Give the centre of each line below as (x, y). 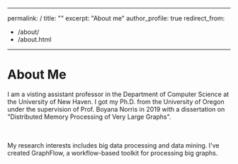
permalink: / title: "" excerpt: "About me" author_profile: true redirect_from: (116, 18)
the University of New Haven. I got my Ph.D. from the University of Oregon (116, 101)
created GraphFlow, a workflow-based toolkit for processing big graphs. (113, 153)
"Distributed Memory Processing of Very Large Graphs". (89, 117)
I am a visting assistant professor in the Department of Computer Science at (118, 94)
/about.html (34, 39)
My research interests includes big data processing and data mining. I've (113, 145)
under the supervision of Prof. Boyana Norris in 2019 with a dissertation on (116, 109)
